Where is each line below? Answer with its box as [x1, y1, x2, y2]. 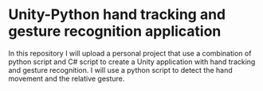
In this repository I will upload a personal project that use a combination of [8, 48, 252, 58]
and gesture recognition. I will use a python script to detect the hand [8, 65, 233, 74]
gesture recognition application [8, 22, 222, 40]
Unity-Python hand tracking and [8, 6, 226, 24]
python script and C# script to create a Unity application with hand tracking [8, 57, 256, 66]
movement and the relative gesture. [8, 74, 125, 83]
